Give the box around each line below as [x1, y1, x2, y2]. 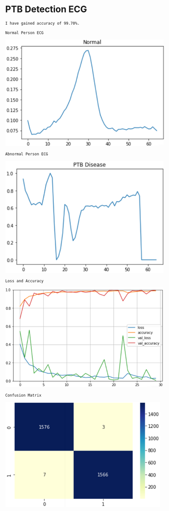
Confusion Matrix [5, 393, 42, 398]
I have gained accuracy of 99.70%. [5, 21, 80, 26]
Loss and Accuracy [5, 278, 44, 283]
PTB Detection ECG [5, 4, 87, 15]
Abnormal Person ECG [5, 151, 49, 157]
